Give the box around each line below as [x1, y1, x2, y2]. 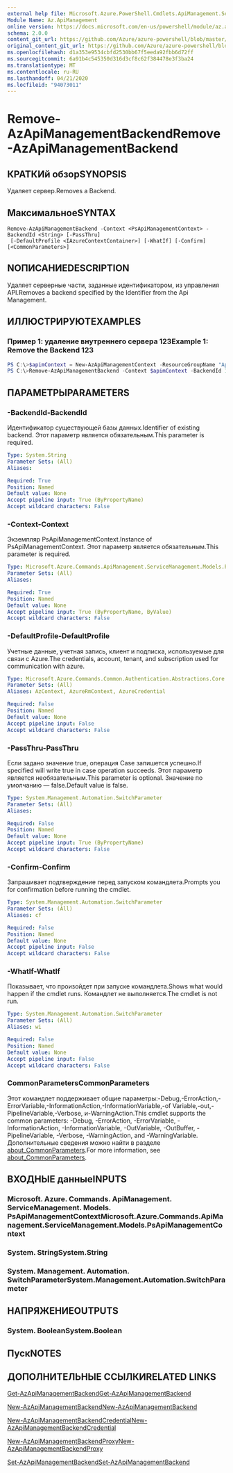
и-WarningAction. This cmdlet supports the [84, 1109, 206, 1117]
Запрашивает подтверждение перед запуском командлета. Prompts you [7, 878, 221, 886]
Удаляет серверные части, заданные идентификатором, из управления [7, 281, 220, 289]
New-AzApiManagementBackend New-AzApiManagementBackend [7, 1403, 198, 1411]
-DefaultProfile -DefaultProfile [7, 631, 110, 641]
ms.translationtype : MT [7, 62, 76, 69]
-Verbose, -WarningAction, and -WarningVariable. [56, 1131, 198, 1139]
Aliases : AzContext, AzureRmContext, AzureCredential [7, 688, 166, 695]
